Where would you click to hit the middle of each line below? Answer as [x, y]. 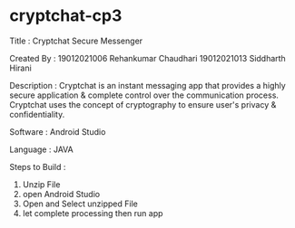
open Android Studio [61, 194]
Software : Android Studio [58, 131]
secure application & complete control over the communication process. [144, 95]
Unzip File [41, 184]
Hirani [20, 68]
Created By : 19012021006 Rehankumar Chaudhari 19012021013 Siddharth [147, 58]
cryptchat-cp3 [66, 16]
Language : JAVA [42, 149]
